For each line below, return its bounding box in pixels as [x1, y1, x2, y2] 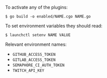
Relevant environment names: [5, 41, 67, 47]
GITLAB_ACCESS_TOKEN [12, 57, 56, 62]
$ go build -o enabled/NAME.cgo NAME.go [5, 14, 91, 19]
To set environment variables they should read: [5, 23, 103, 29]
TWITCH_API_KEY [12, 68, 45, 73]
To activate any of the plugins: [5, 5, 68, 10]
